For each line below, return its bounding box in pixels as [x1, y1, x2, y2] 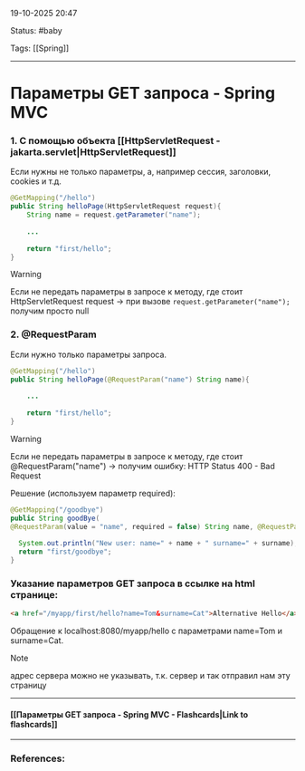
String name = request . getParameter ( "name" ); [26, 210, 202, 220]
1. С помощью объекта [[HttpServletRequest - [10, 135, 221, 148]
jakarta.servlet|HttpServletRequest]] [10, 146, 176, 159]
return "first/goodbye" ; [18, 547, 112, 556]
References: [10, 752, 66, 765]
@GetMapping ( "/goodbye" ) [10, 505, 104, 515]
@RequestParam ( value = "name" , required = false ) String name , [10, 522, 254, 531]
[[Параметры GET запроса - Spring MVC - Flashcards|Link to [10, 708, 249, 719]
